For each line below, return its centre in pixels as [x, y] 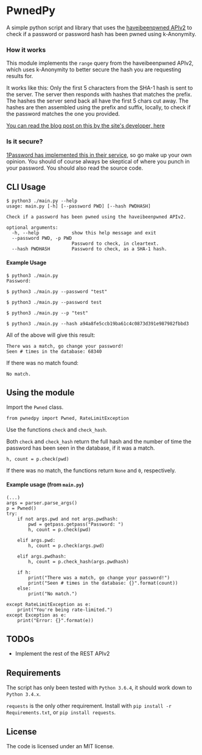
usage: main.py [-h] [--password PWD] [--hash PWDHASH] [78, 206]
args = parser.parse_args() [42, 503]
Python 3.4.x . [23, 694]
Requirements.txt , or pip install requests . [61, 712]
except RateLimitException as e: [49, 604]
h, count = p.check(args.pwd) [66, 546]
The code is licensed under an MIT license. [60, 746]
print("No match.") [53, 594]
